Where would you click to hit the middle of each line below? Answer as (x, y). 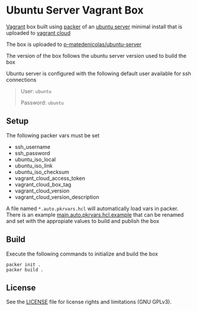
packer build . (25, 270)
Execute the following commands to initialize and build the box (82, 254)
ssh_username (33, 147)
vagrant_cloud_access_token (50, 178)
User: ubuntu (36, 91)
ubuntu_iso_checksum (42, 172)
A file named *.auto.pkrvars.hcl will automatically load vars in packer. (92, 208)
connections (21, 80)
